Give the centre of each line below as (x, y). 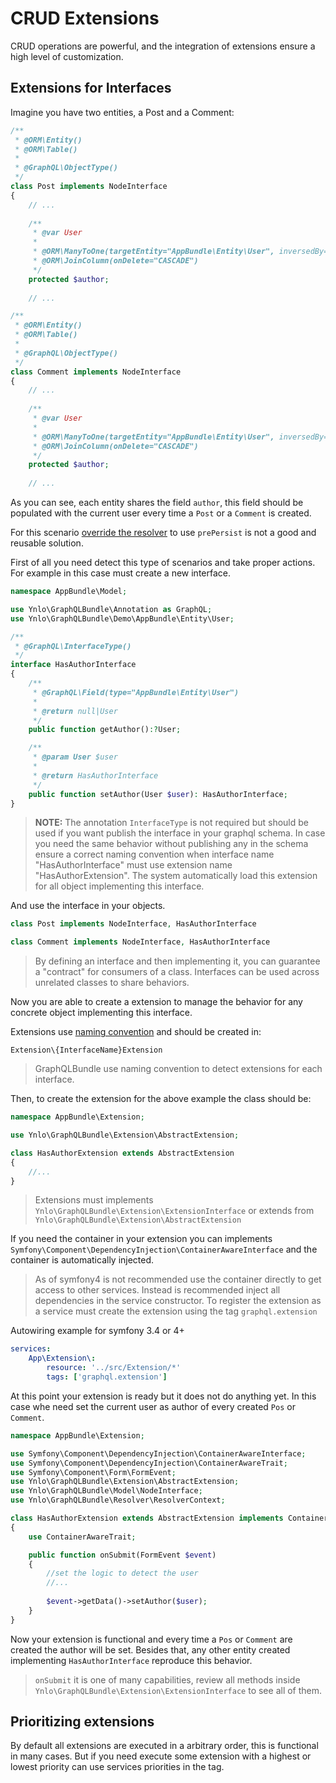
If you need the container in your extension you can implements (141, 1239)
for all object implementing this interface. (119, 886)
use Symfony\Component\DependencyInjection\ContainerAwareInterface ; (158, 1453)
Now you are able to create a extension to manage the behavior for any (156, 1002)
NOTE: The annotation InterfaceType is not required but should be (172, 823)
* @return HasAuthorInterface (95, 775)
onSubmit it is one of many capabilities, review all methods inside (167, 1679)
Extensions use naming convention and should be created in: (136, 1032)
